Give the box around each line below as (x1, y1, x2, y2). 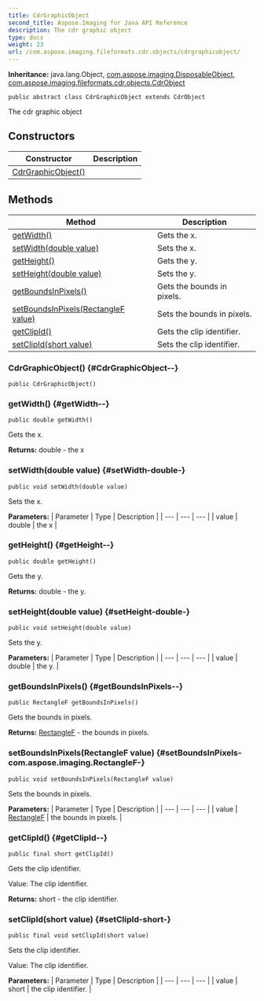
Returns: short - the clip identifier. (8, 894, 119, 903)
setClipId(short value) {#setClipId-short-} (8, 914, 171, 925)
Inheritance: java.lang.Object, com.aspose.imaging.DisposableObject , (8, 70, 236, 79)
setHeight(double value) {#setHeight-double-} (8, 606, 191, 617)
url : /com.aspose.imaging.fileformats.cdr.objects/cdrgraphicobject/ (8, 48, 241, 56)
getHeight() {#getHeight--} (8, 539, 115, 550)
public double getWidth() (8, 416, 93, 425)
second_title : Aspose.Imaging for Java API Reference (8, 19, 189, 27)
